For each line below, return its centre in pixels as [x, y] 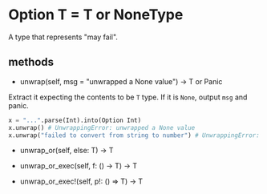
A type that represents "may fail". [63, 37]
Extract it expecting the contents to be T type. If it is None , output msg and [128, 97]
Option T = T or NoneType [96, 15]
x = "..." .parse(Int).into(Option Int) [75, 120]
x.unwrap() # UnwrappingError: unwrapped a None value [102, 127]
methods [31, 62]
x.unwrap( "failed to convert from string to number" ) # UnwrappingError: [134, 135]
